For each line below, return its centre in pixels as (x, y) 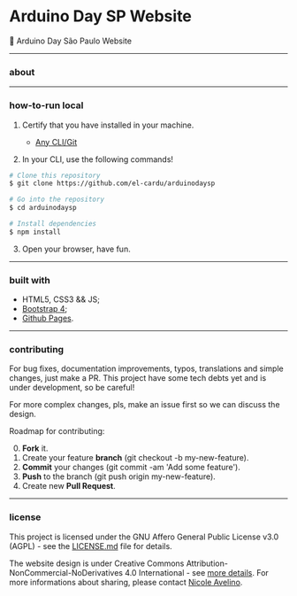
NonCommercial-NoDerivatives (66, 572)
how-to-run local (46, 105)
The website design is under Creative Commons (97, 563)
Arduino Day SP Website (101, 16)
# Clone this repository (55, 175)
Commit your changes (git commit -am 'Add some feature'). (131, 468)
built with (30, 280)
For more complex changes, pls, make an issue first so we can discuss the (145, 405)
